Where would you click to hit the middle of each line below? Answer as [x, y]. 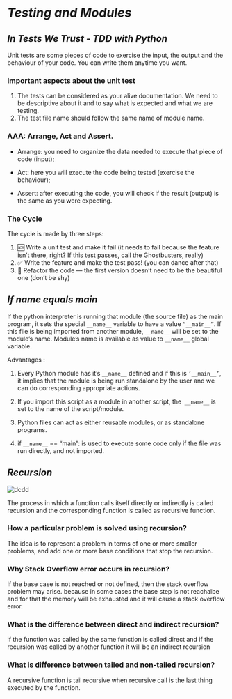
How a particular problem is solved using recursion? [97, 528]
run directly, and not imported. [61, 450]
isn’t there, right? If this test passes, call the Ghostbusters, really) [110, 255]
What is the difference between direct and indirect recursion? [113, 624]
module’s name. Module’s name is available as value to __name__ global [108, 339]
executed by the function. [44, 687]
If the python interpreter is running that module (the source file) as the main [115, 316]
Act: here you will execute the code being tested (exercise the [106, 172]
